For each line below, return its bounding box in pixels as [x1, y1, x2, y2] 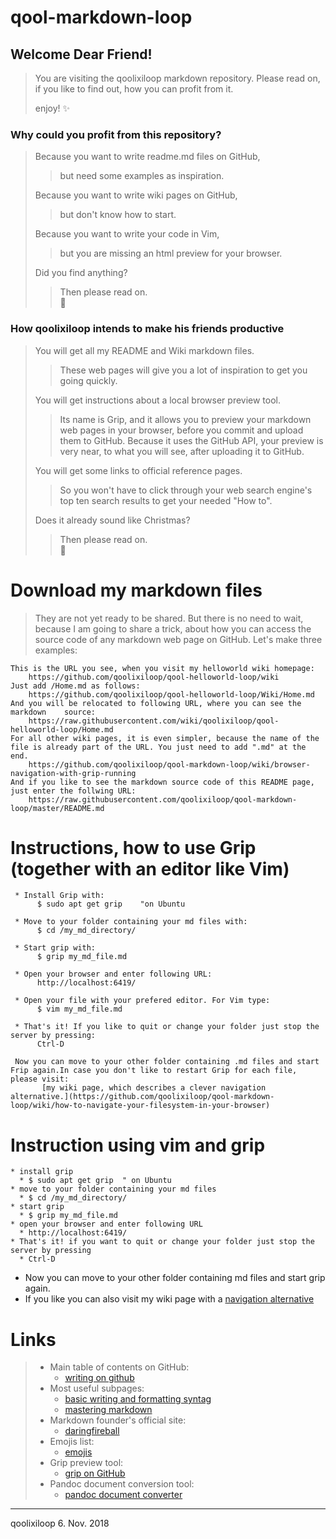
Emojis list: [49, 1436, 95, 1448]
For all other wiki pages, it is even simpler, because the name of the [10, 733, 320, 743]
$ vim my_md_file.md [36, 1004, 123, 1015]
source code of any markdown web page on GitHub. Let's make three [34, 633, 323, 645]
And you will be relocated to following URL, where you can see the [10, 698, 302, 708]
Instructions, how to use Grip [10, 836, 257, 859]
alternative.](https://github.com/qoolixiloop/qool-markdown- [10, 1092, 275, 1102]
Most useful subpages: [49, 1382, 145, 1395]
